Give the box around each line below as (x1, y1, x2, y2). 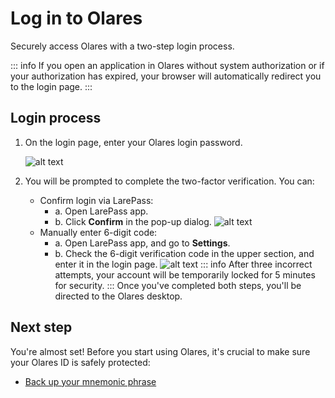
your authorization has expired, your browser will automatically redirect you (10, 70, 322, 82)
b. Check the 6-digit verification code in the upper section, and (54, 247, 315, 259)
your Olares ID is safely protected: (10, 356, 151, 368)
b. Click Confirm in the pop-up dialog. (54, 215, 212, 227)
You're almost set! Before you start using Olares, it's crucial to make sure (10, 345, 311, 357)
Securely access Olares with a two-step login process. (10, 40, 235, 52)
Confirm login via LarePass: (39, 194, 154, 206)
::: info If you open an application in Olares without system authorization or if (10, 59, 325, 71)
